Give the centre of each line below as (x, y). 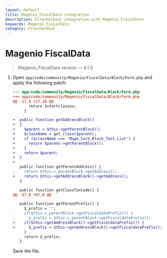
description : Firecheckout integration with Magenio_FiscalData (74, 19)
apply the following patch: (40, 83)
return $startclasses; (53, 106)
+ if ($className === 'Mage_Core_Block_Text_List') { (74, 139)
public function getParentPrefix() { (59, 204)
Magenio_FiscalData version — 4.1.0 (55, 68)
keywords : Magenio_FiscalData (37, 24)
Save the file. (26, 251)
